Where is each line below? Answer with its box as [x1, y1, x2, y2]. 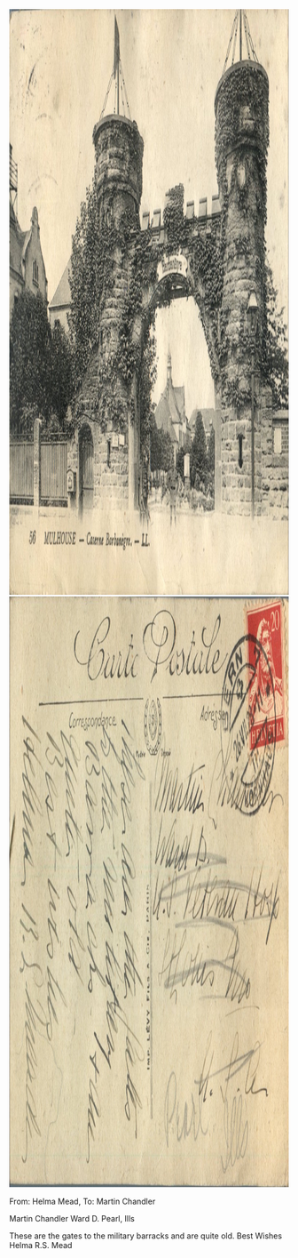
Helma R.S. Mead [9, 1240, 73, 1250]
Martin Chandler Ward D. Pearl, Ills [9, 1214, 135, 1223]
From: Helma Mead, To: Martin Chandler [9, 1196, 156, 1206]
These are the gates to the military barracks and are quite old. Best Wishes [9, 1230, 282, 1241]
